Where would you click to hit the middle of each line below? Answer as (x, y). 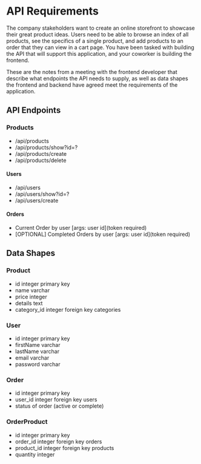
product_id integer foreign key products (64, 448)
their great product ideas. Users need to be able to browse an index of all (97, 34)
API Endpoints (34, 110)
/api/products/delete (41, 160)
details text (29, 303)
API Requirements (52, 11)
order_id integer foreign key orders (58, 442)
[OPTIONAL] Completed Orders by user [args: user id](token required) (103, 234)
